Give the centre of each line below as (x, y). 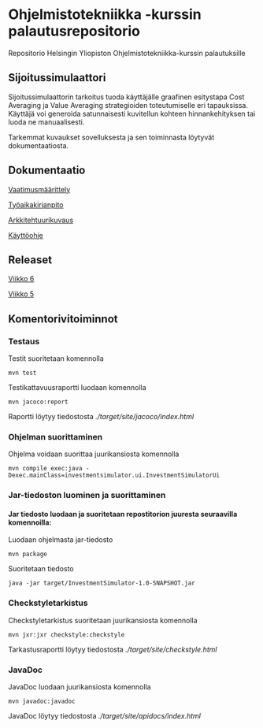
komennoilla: (30, 522)
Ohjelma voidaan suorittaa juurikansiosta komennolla (94, 454)
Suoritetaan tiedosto (41, 569)
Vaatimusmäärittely (39, 189)
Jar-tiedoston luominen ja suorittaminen (87, 496)
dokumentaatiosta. (39, 145)
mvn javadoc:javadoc (42, 702)
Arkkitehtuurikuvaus (41, 220)
